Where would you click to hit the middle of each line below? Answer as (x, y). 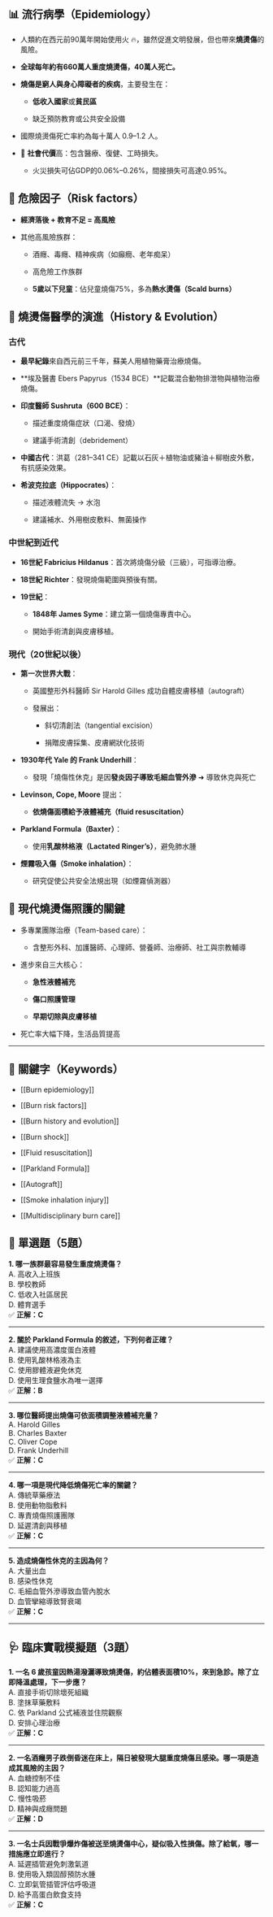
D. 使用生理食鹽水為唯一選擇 (56, 1380)
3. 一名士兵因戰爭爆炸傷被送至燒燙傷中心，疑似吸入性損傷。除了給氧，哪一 (134, 1844)
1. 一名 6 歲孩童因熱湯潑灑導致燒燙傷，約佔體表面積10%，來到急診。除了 (130, 1672)
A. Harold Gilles (35, 1424)
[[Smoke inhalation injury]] (65, 1200)
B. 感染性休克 (31, 1581)
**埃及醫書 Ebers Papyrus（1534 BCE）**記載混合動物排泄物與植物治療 (140, 378)
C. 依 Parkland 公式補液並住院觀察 (66, 1713)
